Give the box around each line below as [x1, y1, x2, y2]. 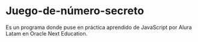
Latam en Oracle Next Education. [5, 30, 88, 37]
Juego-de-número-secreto [5, 4, 144, 18]
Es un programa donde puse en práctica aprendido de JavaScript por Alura [5, 24, 192, 31]
